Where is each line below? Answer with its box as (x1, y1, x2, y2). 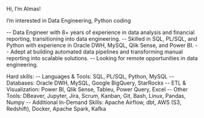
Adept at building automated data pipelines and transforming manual (10, 48, 183, 55)
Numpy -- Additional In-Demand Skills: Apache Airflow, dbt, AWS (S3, (6, 99, 181, 106)
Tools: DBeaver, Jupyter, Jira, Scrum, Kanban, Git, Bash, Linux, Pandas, (6, 92, 186, 99)
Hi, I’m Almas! (6, 5, 41, 12)
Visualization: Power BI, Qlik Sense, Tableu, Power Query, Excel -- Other (6, 86, 188, 93)
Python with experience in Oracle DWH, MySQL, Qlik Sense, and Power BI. (6, 42, 194, 49)
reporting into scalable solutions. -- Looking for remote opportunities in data (6, 55, 199, 61)
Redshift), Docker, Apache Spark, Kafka (6, 105, 106, 112)
